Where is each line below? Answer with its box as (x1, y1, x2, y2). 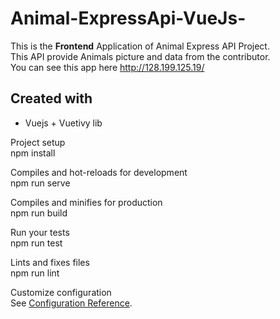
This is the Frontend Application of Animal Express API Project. (10, 40, 270, 52)
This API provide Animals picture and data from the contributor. (10, 50, 271, 62)
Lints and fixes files (10, 256, 90, 268)
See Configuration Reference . (10, 297, 133, 309)
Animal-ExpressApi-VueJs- (10, 7, 247, 30)
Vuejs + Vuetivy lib (24, 117, 103, 129)
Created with (10, 90, 93, 107)
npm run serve (10, 177, 71, 189)
